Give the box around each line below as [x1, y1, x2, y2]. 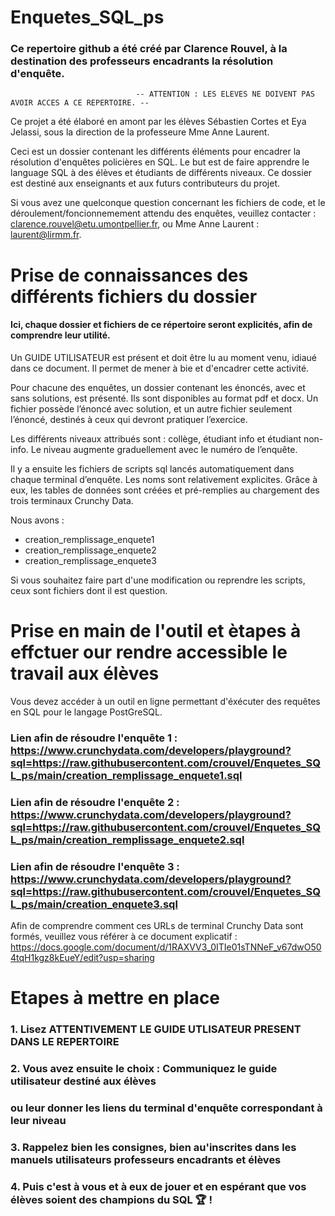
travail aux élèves [10, 662, 160, 685]
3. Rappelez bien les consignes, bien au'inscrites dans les [10, 1140, 297, 1154]
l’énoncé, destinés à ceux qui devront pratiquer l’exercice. [10, 413, 248, 425]
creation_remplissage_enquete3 [24, 554, 157, 566]
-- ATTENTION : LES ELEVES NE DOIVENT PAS [135, 89, 315, 100]
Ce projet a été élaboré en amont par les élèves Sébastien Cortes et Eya [10, 116, 307, 128]
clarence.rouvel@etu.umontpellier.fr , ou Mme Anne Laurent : [10, 218, 260, 230]
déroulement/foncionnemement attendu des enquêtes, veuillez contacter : [10, 207, 317, 220]
